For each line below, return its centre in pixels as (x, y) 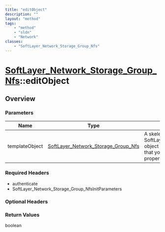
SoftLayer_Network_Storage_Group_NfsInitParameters (67, 189)
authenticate (25, 183)
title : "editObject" (26, 10)
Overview (20, 99)
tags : (11, 23)
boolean (14, 226)
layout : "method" (23, 19)
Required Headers (27, 173)
